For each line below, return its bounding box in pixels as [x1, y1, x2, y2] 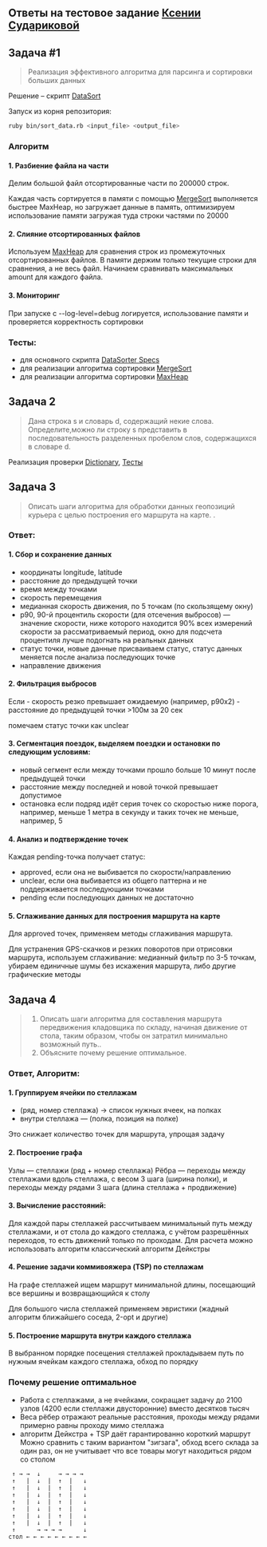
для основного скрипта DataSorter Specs [19, 354, 160, 364]
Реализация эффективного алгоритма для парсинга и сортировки [27, 67, 253, 77]
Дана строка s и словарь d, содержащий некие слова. [27, 416, 214, 425]
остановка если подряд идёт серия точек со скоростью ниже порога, [19, 799, 259, 809]
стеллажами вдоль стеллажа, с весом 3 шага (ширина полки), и [8, 1173, 228, 1184]
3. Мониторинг [8, 291, 61, 300]
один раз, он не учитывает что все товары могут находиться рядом [19, 1446, 253, 1455]
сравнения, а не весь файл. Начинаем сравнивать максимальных [8, 263, 234, 274]
